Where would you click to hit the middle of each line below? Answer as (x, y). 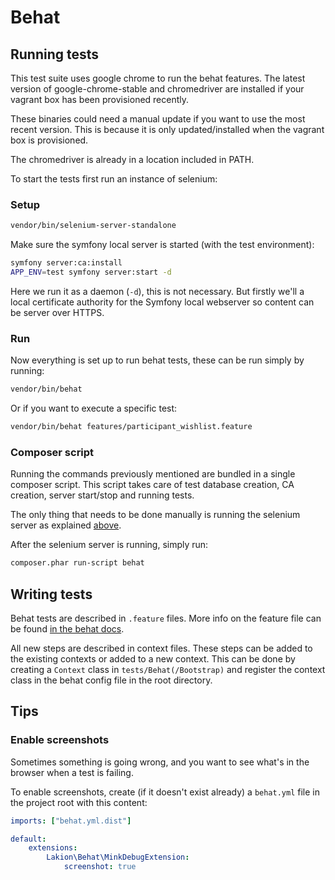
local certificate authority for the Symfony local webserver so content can (162, 302)
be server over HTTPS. (57, 312)
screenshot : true (100, 867)
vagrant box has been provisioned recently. (100, 99)
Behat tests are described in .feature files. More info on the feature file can (166, 618)
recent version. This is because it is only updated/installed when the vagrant (167, 129)
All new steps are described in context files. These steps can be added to (161, 648)
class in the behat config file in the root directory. (111, 680)
